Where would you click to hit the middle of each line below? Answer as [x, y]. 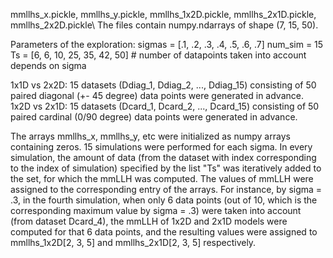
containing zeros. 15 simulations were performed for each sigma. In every [161, 147]
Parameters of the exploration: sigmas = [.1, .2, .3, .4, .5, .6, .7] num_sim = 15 [167, 44]
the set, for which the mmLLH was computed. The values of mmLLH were [162, 178]
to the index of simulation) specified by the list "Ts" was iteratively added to [166, 168]
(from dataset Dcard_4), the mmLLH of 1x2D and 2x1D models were [149, 221]
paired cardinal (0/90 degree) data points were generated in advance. [154, 117]
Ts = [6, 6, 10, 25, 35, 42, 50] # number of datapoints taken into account [158, 55]
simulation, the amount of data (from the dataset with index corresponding [163, 157]
